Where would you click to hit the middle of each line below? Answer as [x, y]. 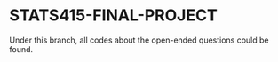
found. [21, 49]
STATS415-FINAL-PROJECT [113, 15]
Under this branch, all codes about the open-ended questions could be [139, 40]
